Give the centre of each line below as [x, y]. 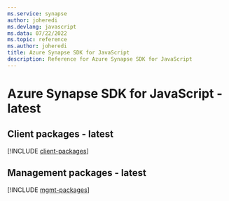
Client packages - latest [61, 134]
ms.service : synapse [37, 14]
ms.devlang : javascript [42, 27]
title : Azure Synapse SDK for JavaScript [69, 53]
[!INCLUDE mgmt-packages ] [48, 190]
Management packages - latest [77, 173]
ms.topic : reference [37, 40]
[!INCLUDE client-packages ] [48, 151]
